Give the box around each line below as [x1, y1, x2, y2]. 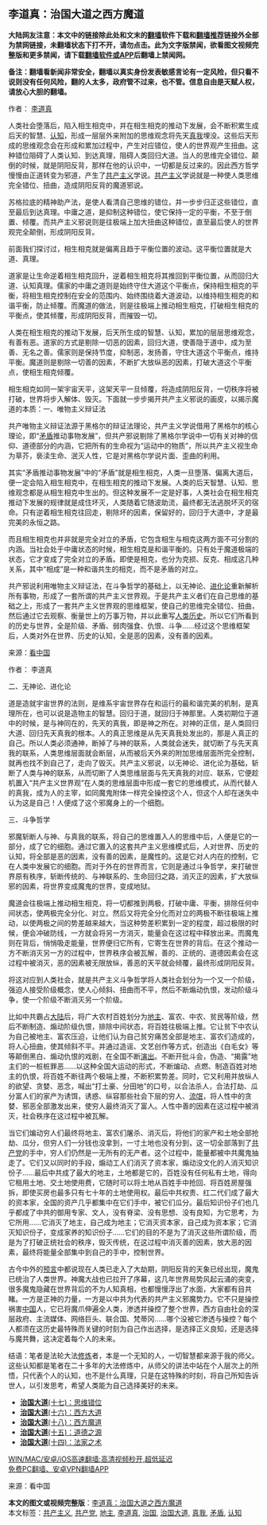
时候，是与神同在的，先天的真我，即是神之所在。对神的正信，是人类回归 [21, 718, 259, 728]
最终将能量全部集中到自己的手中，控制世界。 [21, 1247, 168, 1257]
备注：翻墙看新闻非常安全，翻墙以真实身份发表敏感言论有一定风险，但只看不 [8, 67, 259, 76]
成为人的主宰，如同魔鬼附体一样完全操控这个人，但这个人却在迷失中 [35, 788, 259, 797]
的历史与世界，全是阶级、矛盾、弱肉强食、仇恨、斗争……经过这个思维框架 [8, 621, 250, 630]
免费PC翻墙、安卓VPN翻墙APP [8, 1464, 109, 1473]
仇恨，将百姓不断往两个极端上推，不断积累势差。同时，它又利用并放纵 [21, 1071, 252, 1080]
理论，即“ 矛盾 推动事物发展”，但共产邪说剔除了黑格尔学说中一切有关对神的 [8, 430, 252, 440]
